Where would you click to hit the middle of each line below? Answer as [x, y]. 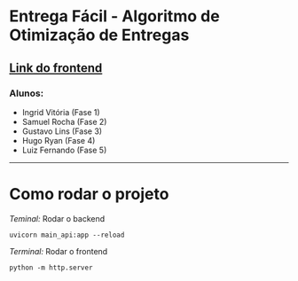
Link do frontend [56, 68]
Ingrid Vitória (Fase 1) [61, 112]
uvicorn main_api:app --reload [67, 235]
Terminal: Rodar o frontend [59, 251]
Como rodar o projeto [89, 195]
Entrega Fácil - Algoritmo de [114, 16]
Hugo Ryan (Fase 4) [59, 140]
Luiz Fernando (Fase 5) [64, 150]
